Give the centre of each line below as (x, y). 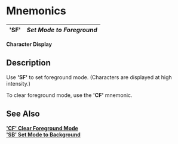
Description (28, 63)
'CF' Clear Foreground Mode (42, 128)
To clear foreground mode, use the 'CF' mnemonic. (69, 95)
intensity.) (19, 83)
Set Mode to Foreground (62, 30)
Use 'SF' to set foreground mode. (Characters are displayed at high (89, 77)
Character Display (29, 44)
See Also (23, 114)
